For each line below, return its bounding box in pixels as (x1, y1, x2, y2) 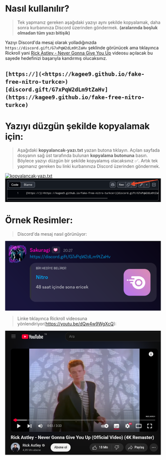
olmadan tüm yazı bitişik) (17, 30, 71, 36)
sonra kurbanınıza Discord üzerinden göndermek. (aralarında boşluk (17, 24, 158, 30)
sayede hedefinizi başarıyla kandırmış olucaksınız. (5, 55, 107, 61)
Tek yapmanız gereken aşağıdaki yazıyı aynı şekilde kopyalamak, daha (17, 19, 161, 25)
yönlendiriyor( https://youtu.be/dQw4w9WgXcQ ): (17, 321, 117, 327)
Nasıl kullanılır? (5, 3, 70, 14)
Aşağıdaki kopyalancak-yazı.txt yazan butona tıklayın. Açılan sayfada (17, 147, 160, 153)
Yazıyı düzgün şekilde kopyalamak (5, 120, 150, 132)
